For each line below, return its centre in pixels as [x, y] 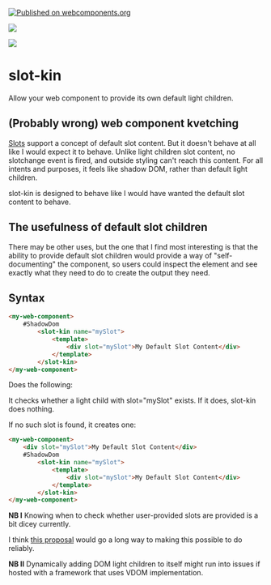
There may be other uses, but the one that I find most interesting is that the [133, 246]
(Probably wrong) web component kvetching [123, 124]
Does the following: [40, 385]
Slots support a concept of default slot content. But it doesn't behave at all [132, 143]
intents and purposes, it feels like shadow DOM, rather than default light [128, 169]
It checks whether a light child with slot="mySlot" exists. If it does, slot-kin [132, 400]
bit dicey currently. [40, 524]
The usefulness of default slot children [108, 227]
